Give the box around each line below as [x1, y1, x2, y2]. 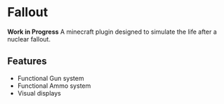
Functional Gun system [17, 74, 84, 82]
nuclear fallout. [7, 34, 51, 43]
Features [7, 56, 47, 67]
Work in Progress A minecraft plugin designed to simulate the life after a [7, 27, 218, 36]
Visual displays [17, 89, 61, 97]
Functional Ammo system [17, 82, 91, 90]
